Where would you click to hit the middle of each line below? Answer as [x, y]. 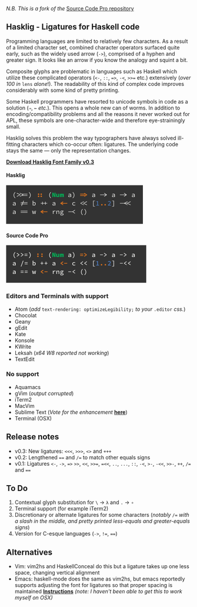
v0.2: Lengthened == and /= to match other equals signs [82, 457]
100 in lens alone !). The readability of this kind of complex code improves [95, 84]
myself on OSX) [34, 598]
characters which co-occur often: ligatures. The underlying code [100, 144]
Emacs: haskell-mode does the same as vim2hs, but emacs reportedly [100, 579]
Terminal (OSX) [33, 418]
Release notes [33, 437]
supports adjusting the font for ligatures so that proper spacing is [94, 585]
